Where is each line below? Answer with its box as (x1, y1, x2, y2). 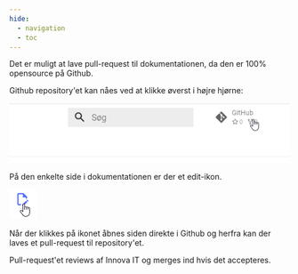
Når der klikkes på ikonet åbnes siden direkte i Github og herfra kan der (9, 228, 271, 238)
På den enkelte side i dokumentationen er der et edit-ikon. (9, 171, 222, 181)
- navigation (17, 23, 66, 33)
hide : (9, 14, 29, 23)
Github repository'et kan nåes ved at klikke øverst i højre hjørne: (9, 85, 244, 96)
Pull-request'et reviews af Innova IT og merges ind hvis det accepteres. (9, 254, 271, 265)
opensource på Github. (9, 68, 93, 79)
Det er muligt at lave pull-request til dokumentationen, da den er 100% (9, 59, 267, 69)
